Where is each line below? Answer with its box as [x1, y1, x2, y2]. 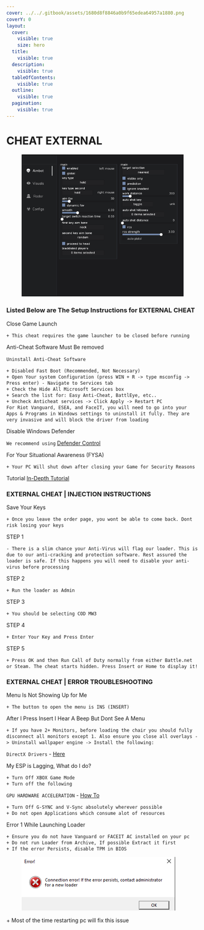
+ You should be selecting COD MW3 [6, 611, 97, 617]
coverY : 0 [6, 16, 32, 23]
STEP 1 [6, 533, 24, 541]
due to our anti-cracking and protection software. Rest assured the [6, 552, 188, 558]
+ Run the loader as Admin [6, 587, 75, 593]
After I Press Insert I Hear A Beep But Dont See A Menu [6, 715, 145, 722]
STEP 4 [6, 622, 26, 629]
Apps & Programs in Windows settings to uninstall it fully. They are [6, 411, 190, 417]
